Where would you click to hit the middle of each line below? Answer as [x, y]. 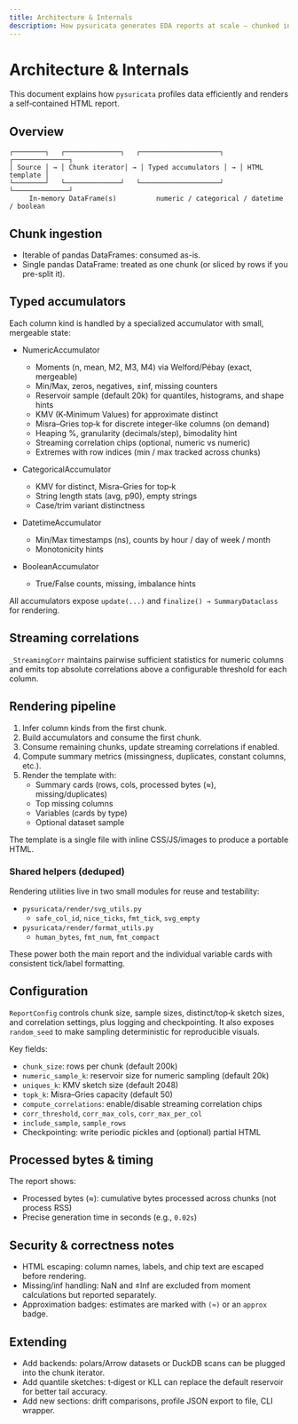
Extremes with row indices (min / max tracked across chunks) [148, 452]
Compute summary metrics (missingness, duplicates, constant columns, [154, 756]
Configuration [49, 991]
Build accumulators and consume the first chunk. [112, 737]
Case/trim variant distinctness [90, 505]
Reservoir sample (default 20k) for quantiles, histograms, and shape [160, 395]
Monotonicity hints [69, 549]
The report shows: [43, 1181]
